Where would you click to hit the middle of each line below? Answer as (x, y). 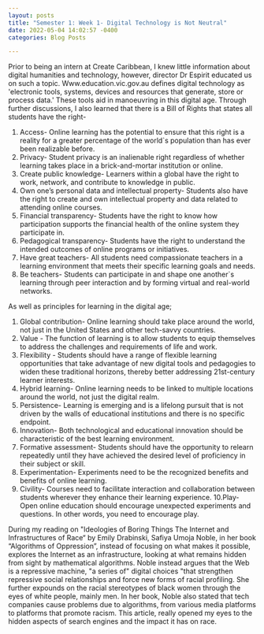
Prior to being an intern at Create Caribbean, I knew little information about (129, 67)
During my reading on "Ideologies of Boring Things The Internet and (119, 529)
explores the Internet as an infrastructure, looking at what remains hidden (127, 554)
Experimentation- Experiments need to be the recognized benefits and (134, 473)
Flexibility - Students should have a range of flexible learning (118, 355)
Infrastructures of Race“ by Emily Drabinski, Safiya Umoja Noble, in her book (132, 538)
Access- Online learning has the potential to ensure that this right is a (132, 132)
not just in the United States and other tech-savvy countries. (117, 330)
